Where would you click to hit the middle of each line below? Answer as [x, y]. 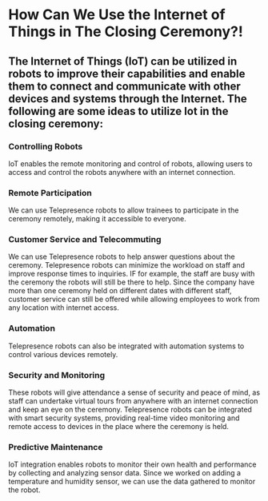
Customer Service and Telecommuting [85, 240]
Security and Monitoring [57, 375]
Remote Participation [50, 193]
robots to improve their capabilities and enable [127, 74]
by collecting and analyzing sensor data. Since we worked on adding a [125, 473]
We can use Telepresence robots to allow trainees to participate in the [124, 210]
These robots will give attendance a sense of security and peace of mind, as [134, 392]
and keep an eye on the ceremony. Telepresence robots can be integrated [130, 410]
